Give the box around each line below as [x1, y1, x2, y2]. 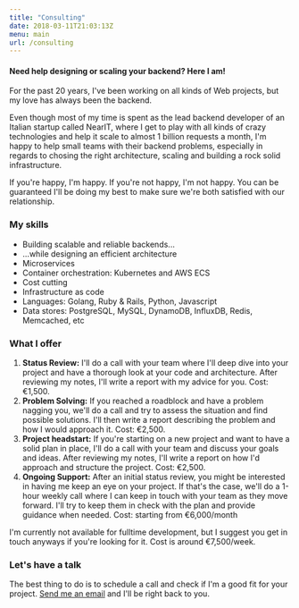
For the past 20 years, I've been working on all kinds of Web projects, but [9, 86, 279, 97]
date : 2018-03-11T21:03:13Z [9, 21, 114, 30]
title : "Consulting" [9, 13, 87, 22]
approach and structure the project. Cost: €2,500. [21, 462, 206, 473]
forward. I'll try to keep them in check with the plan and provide [21, 500, 256, 511]
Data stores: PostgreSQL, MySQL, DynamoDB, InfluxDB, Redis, [21, 305, 253, 316]
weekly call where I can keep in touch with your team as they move [41, 491, 288, 502]
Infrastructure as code [21, 286, 104, 297]
